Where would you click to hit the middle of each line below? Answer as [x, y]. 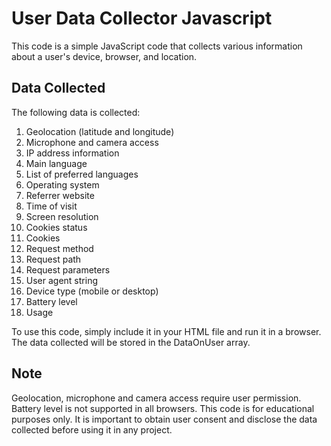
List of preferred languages [82, 174]
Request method [59, 248]
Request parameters [68, 269]
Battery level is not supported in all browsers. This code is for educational [163, 408]
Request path [53, 259]
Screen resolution [62, 216]
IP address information [72, 153]
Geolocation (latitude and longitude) [100, 131]
